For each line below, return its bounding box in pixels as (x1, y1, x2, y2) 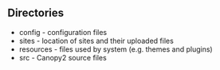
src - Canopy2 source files (18, 52, 107, 62)
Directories (7, 6, 65, 20)
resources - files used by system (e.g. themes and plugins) (18, 44, 213, 54)
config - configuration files (18, 27, 108, 37)
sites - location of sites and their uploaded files (18, 36, 175, 45)
